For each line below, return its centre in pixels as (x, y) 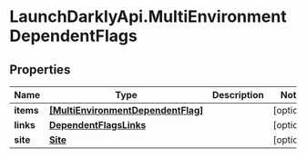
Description (238, 95)
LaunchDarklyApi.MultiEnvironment (148, 17)
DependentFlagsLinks (97, 125)
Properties (40, 69)
